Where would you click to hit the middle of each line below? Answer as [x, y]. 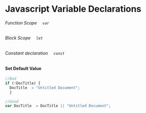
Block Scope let [24, 38]
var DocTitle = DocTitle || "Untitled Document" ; [58, 106]
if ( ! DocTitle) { [23, 83]
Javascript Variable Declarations [73, 9]
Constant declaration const [35, 53]
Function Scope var [27, 23]
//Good [12, 101]
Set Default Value [23, 68]
